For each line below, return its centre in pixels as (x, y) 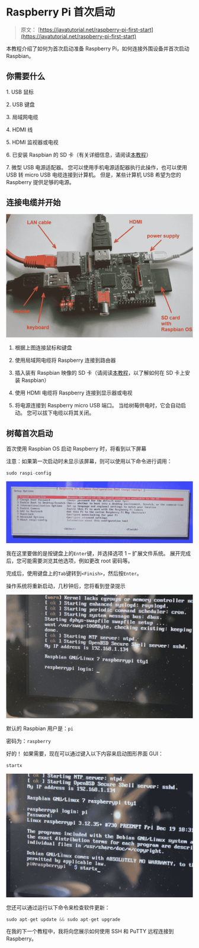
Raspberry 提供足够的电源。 (41, 182)
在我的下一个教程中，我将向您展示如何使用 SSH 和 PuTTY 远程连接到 (90, 931)
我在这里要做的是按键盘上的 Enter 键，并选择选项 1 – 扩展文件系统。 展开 (93, 554)
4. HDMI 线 (20, 129)
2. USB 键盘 (21, 104)
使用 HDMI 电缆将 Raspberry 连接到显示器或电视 (73, 393)
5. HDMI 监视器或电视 (32, 142)
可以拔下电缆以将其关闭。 (63, 413)
